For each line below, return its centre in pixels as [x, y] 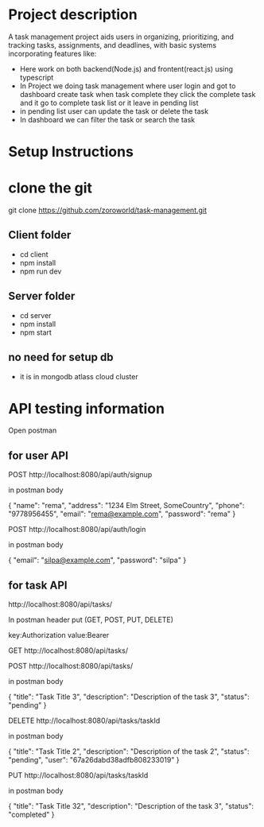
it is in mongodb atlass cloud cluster [79, 376]
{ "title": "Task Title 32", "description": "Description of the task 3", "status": [131, 806]
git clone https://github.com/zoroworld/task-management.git [108, 210]
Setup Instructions [71, 152]
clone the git [50, 188]
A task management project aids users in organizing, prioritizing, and [121, 37]
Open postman [33, 430]
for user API [39, 455]
